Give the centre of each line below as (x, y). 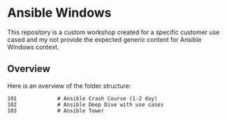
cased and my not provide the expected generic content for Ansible (104, 39)
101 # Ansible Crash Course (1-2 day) (82, 98)
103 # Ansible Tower (56, 111)
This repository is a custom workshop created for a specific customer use (113, 32)
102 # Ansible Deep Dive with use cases (86, 105)
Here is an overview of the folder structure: (69, 86)
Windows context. (33, 47)
